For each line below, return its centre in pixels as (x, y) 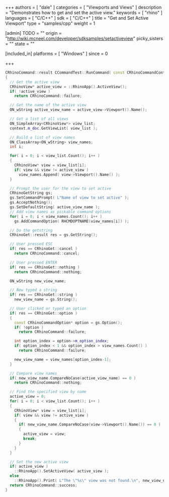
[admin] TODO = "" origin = (33, 33)
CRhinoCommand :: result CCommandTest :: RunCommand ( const (65, 73)
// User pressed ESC (31, 244)
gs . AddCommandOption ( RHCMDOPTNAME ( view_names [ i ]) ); (72, 221)
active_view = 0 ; (28, 397)
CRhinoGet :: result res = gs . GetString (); (54, 235)
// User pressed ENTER (33, 262)
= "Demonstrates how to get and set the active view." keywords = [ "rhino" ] (84, 13)
